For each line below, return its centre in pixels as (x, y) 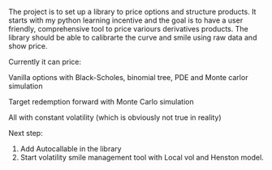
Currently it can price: (45, 62)
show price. (28, 46)
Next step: (26, 133)
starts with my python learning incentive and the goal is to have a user (126, 20)
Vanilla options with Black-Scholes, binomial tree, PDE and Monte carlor (128, 77)
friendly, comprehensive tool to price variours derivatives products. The (129, 29)
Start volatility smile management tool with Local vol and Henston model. (142, 157)
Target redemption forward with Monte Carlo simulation (101, 102)
